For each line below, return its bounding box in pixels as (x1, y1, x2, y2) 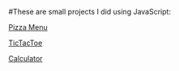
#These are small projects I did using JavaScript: (8, 7, 172, 16)
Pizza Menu (8, 23, 48, 31)
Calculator (8, 54, 43, 63)
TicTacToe (8, 38, 43, 48)
